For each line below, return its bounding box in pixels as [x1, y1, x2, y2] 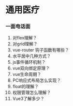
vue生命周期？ [12, 71, 42, 77]
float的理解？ [12, 84, 39, 89]
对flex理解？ [12, 35, 37, 41]
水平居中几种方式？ [12, 53, 51, 59]
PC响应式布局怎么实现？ [12, 77, 61, 83]
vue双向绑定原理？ [12, 65, 50, 71]
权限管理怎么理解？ [12, 89, 51, 95]
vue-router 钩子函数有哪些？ [12, 47, 70, 53]
